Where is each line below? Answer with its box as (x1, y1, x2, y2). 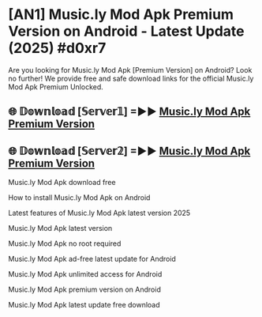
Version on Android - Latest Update (8, 22, 245, 40)
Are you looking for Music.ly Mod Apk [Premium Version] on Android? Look (8, 65, 253, 74)
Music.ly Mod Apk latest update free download (8, 300, 160, 310)
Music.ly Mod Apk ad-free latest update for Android (8, 255, 176, 264)
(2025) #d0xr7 (8, 40, 107, 57)
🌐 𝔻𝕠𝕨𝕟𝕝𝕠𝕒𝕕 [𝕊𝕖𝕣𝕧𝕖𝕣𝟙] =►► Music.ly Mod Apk (8, 105, 251, 119)
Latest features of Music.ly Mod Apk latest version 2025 (8, 208, 191, 218)
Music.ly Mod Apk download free (8, 178, 116, 187)
